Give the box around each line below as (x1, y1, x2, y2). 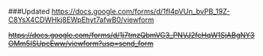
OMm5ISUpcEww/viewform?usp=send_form (8, 39, 153, 48)
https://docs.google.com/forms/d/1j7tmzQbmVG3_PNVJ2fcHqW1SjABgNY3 (8, 31, 255, 39)
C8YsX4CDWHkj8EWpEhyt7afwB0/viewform (8, 15, 155, 24)
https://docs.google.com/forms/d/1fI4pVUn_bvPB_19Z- (51, 7, 230, 16)
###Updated (8, 7, 50, 16)
